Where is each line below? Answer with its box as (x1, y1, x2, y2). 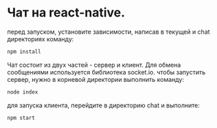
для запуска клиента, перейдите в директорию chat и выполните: (7, 101, 201, 109)
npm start (7, 114, 36, 121)
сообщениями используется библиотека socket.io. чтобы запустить (7, 67, 206, 76)
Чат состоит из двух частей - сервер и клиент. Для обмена (7, 61, 181, 69)
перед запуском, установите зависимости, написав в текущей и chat (7, 28, 211, 36)
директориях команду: (7, 34, 74, 43)
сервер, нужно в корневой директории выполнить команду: (7, 75, 184, 83)
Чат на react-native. (7, 5, 126, 21)
